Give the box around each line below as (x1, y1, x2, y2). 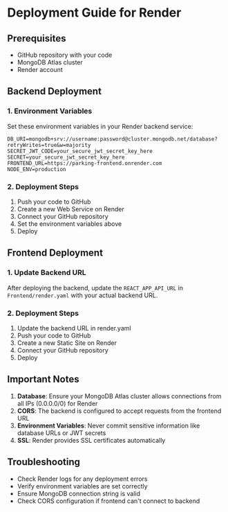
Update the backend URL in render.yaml (17, 324, 131, 332)
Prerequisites (7, 33, 66, 44)
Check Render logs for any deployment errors (17, 475, 148, 483)
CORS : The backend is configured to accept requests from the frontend (17, 407, 222, 415)
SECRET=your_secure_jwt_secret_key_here (7, 154, 126, 161)
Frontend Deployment (7, 247, 104, 259)
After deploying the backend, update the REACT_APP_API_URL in (7, 283, 184, 292)
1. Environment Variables (7, 106, 93, 116)
